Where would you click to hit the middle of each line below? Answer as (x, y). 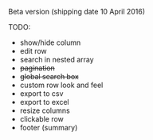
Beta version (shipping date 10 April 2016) (77, 12)
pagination (37, 68)
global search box (49, 76)
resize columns (45, 110)
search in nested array (57, 60)
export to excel (44, 102)
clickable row (41, 119)
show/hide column (50, 42)
